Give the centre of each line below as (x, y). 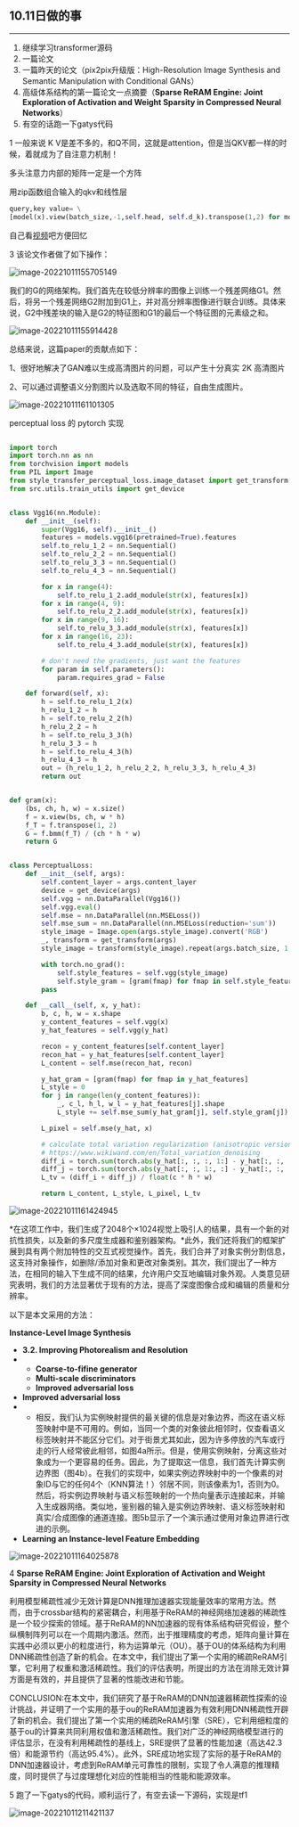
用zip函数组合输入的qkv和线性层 (68, 192)
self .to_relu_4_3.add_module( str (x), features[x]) (153, 644)
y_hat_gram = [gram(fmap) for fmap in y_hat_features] (145, 1079)
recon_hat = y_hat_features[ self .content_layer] (133, 1054)
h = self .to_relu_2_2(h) (87, 719)
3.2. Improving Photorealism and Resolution (105, 1350)
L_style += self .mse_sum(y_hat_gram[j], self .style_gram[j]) (173, 1112)
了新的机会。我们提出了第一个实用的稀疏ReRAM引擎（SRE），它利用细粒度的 (149, 1720)
